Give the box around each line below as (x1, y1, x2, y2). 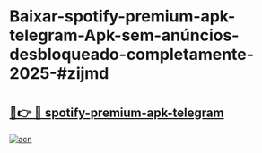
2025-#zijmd (9, 64, 109, 84)
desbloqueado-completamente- (9, 45, 254, 64)
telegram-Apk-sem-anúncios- (9, 25, 240, 46)
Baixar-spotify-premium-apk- (9, 6, 236, 27)
